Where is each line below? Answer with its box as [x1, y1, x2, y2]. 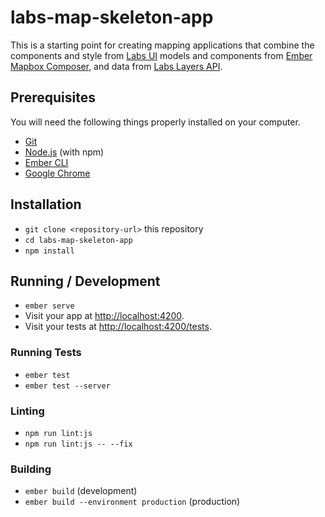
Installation [10, 196, 82, 213]
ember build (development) [24, 485, 138, 497]
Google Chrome [24, 167, 91, 179]
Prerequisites [10, 89, 96, 106]
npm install [24, 246, 75, 256]
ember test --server [24, 381, 111, 391]
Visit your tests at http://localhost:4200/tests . [24, 321, 212, 333]
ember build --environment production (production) [24, 496, 241, 508]
